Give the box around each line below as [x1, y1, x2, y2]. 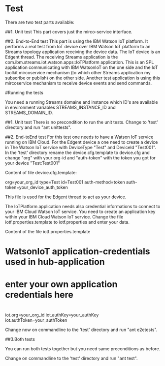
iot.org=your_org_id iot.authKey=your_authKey [5, 312, 99, 318]
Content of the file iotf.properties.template [5, 228, 91, 234]
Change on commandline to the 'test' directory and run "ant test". [5, 355, 138, 361]
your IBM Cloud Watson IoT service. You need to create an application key [5, 209, 156, 214]
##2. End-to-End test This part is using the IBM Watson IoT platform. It [5, 38, 148, 44]
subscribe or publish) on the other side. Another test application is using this [5, 75, 160, 81]
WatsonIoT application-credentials [5, 246, 150, 257]
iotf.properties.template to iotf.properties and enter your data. [5, 219, 130, 225]
